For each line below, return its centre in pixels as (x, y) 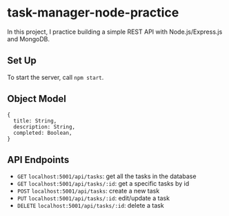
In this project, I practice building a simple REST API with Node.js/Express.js (115, 32)
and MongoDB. (29, 39)
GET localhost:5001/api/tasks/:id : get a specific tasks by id (103, 184)
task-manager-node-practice (93, 13)
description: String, (44, 127)
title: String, (35, 121)
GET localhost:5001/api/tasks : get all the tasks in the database (107, 176)
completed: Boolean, (43, 133)
